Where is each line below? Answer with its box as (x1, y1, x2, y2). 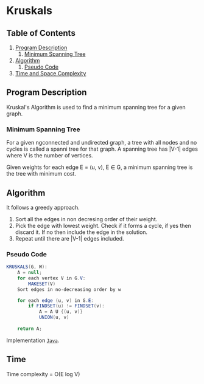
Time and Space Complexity (15, 70, 86, 77)
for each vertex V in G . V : (17, 275, 86, 281)
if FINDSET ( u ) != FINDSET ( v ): (28, 303, 105, 309)
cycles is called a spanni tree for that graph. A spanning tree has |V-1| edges (6, 145, 198, 153)
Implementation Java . (6, 337, 60, 344)
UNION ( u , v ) (38, 314, 69, 321)
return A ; (17, 326, 43, 332)
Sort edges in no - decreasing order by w (17, 286, 121, 292)
